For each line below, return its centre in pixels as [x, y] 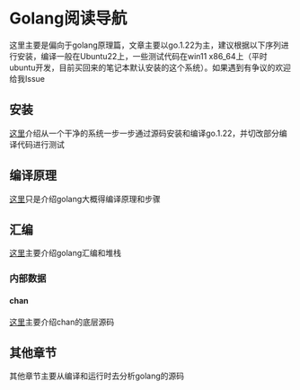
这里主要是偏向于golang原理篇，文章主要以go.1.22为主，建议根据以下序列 [145, 45]
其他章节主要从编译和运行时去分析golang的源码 [97, 376]
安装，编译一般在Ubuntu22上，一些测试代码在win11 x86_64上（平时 [142, 56]
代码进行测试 [40, 144]
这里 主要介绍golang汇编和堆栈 [66, 253]
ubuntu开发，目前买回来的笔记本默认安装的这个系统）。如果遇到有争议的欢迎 [150, 67]
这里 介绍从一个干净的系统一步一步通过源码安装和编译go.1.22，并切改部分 [145, 133]
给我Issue [27, 78]
